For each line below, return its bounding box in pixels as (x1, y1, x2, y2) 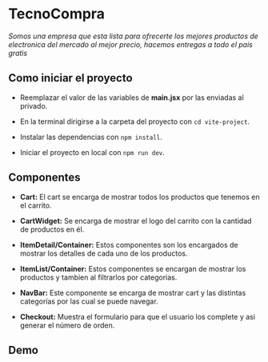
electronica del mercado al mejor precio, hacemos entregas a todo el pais (8, 39, 254, 49)
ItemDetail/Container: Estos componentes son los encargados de (19, 240, 238, 249)
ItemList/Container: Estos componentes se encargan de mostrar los (19, 264, 246, 273)
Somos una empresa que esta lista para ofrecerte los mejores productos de (8, 31, 258, 41)
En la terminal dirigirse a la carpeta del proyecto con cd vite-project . (19, 117, 250, 126)
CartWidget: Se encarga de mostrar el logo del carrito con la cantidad (19, 216, 252, 225)
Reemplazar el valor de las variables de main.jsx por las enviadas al (19, 93, 244, 102)
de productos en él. (19, 225, 85, 234)
